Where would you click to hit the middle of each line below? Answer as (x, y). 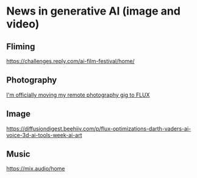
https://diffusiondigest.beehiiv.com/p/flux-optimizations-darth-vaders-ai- (99, 128)
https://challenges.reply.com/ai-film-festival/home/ (71, 61)
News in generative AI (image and (94, 11)
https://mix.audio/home (36, 169)
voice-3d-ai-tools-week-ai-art (44, 135)
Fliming (21, 46)
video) (23, 24)
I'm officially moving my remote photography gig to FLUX (78, 95)
